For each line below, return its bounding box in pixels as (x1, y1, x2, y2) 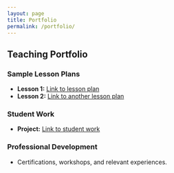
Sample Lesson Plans (7, 69, 80, 79)
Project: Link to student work (17, 125, 100, 133)
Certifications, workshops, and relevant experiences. (17, 158, 167, 166)
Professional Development (7, 142, 98, 152)
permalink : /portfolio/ (7, 23, 76, 30)
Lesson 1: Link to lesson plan (17, 85, 100, 93)
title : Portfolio (7, 17, 57, 23)
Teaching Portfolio (7, 48, 88, 60)
